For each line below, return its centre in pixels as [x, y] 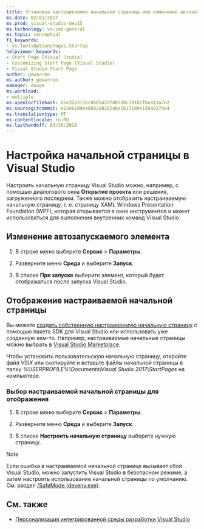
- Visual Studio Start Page [42, 69]
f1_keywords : [23, 40]
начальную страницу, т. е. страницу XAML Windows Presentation [90, 205]
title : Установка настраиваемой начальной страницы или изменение [92, 12]
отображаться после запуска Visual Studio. [71, 282]
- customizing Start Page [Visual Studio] [61, 63]
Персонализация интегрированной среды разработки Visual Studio [102, 519]
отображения [28, 399]
